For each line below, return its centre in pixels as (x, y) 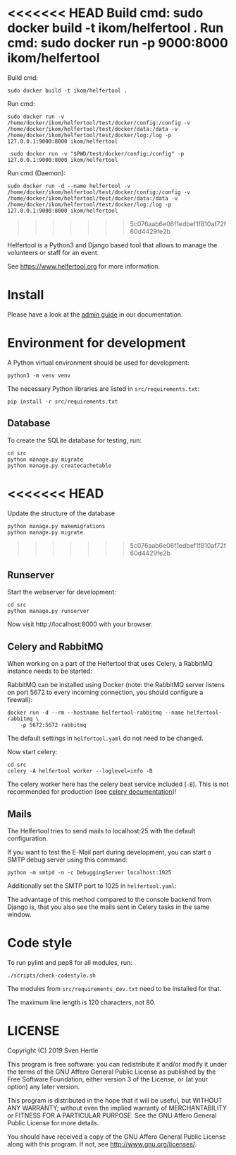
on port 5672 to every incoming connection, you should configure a (105, 692)
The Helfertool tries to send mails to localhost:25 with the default (101, 831)
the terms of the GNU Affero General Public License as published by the (112, 1072)
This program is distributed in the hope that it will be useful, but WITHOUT (115, 1100)
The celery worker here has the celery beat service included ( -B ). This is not (118, 784)
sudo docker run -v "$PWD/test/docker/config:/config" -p (97, 153)
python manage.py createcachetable (60, 465)
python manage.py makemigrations (56, 526)
